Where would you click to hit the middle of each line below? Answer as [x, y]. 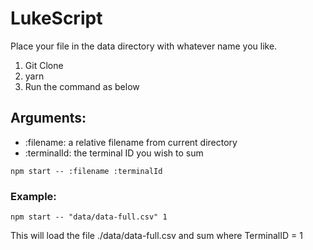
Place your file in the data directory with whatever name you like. [144, 46]
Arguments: [48, 118]
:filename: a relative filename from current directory [131, 142]
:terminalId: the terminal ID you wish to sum [114, 153]
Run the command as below [82, 86]
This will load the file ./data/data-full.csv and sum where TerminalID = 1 [156, 236]
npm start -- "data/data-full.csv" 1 [89, 217]
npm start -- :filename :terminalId [86, 171]
